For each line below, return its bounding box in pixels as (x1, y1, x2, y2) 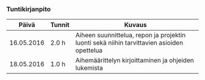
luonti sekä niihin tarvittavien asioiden (75, 38, 184, 47)
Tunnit (50, 21, 70, 29)
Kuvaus (124, 21, 147, 29)
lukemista (75, 64, 103, 72)
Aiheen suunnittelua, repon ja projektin (75, 31, 186, 40)
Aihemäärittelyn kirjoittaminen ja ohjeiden (75, 56, 194, 65)
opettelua (75, 46, 103, 55)
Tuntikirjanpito (6, 5, 51, 13)
